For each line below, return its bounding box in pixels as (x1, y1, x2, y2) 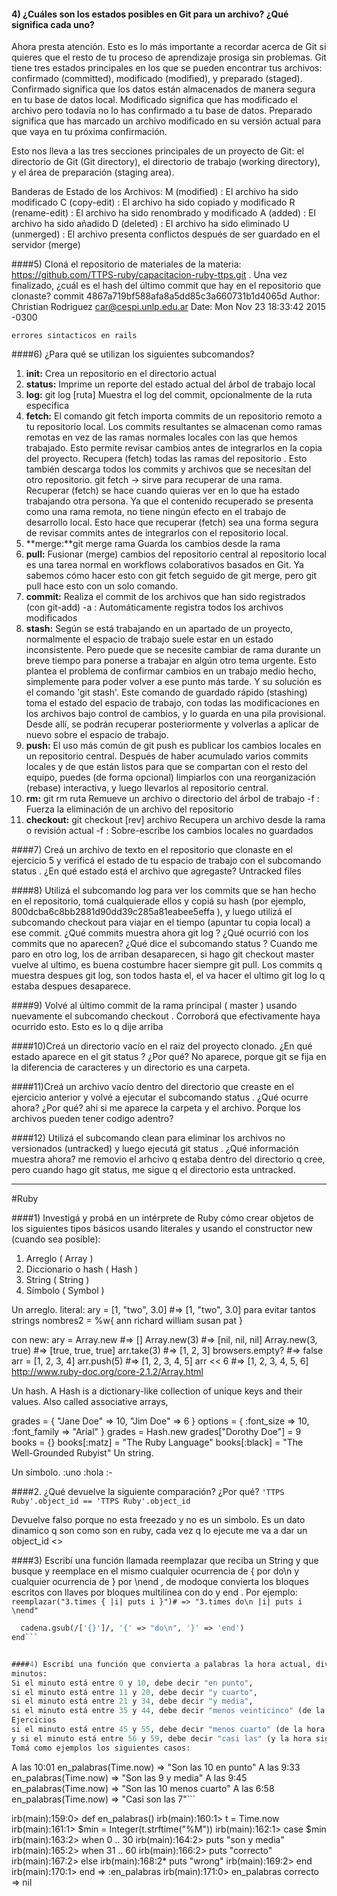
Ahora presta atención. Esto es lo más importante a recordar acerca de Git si (11, 41, 327, 53)
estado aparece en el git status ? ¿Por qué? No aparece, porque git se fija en (11, 1051, 327, 1063)
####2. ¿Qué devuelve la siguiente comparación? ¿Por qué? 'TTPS (11, 1486, 285, 1498)
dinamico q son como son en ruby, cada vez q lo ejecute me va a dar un (11, 1525, 308, 1537)
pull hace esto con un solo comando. (25, 580, 179, 592)
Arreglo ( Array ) (25, 1253, 94, 1265)
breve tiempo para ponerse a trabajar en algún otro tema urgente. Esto (25, 655, 317, 667)
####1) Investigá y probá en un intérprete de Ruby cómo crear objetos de (11, 1212, 314, 1224)
